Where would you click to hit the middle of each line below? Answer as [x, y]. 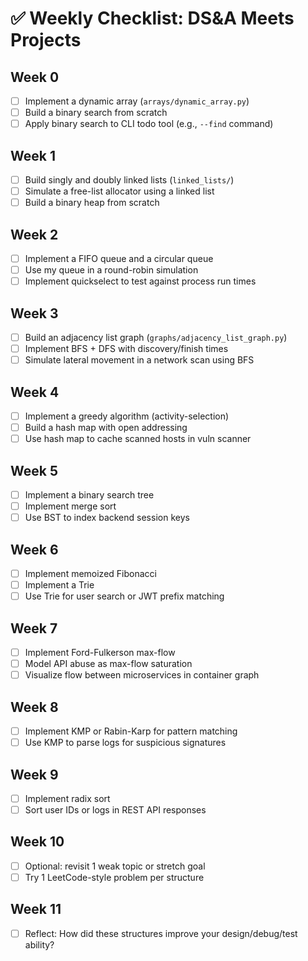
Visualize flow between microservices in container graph [142, 675]
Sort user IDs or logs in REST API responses [115, 810]
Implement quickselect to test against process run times [140, 281]
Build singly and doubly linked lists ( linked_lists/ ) [129, 180]
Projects [46, 40]
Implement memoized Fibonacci [90, 573]
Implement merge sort [70, 506]
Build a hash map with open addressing [106, 428]
